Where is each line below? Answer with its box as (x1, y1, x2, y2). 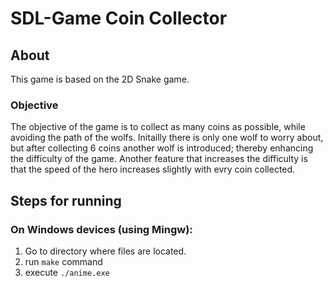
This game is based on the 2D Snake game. (10, 73, 190, 85)
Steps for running (10, 192, 122, 209)
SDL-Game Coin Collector (10, 7, 228, 30)
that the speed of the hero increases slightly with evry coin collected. (10, 163, 296, 176)
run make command (24, 255, 103, 267)
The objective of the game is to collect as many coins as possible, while (10, 121, 306, 133)
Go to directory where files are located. (24, 245, 187, 257)
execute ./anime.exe (24, 266, 110, 278)
